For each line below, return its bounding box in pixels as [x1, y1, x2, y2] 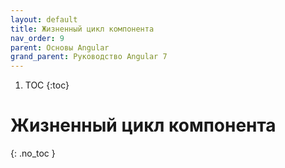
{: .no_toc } [10, 147, 56, 160]
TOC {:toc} [24, 79, 70, 91]
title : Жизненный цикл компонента [10, 24, 155, 34]
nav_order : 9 [10, 33, 65, 43]
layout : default [10, 14, 78, 25]
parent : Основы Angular [10, 42, 110, 53]
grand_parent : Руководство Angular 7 [10, 52, 168, 62]
